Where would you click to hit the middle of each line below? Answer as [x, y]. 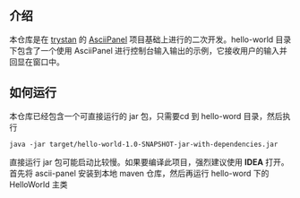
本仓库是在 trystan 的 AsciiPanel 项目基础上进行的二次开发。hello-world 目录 [150, 39]
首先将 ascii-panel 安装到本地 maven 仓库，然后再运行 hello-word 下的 [139, 173]
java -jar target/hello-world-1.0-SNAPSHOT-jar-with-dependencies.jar [144, 144]
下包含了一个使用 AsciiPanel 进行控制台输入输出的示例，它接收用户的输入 [145, 50]
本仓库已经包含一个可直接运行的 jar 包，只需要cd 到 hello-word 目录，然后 [146, 116]
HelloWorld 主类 [39, 184]
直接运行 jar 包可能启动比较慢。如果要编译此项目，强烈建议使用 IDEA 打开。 [149, 162]
